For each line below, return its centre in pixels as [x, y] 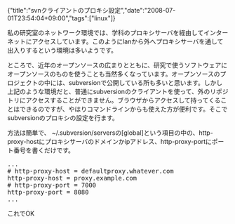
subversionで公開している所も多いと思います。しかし [146, 83]
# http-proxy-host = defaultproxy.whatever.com [90, 171]
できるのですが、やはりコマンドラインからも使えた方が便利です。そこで [123, 109]
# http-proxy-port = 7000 [52, 185]
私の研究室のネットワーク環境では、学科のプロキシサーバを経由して [106, 33]
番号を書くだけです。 [44, 150]
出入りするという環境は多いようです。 [62, 50]
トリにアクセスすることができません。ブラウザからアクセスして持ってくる [114, 100]
